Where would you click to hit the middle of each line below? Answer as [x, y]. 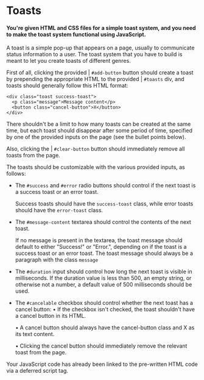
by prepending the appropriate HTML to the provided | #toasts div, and [95, 79]
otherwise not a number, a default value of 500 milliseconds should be [104, 285]
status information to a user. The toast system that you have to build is [94, 54]
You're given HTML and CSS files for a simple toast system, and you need [101, 27]
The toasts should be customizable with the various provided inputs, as [96, 167]
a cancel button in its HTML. [51, 316]
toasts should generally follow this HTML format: [67, 85]
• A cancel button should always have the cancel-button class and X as [105, 328]
